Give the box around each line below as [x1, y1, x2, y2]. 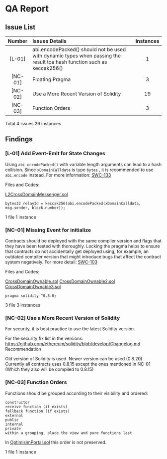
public [5, 417, 19, 422]
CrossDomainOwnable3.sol [5, 283, 61, 289]
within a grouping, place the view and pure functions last [5, 430, 133, 436]
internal [5, 422, 23, 427]
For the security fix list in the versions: [5, 335, 83, 342]
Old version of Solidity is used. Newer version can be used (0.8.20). [5, 356, 144, 362]
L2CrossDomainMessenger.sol [5, 191, 68, 197]
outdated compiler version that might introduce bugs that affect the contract [5, 253, 162, 259]
